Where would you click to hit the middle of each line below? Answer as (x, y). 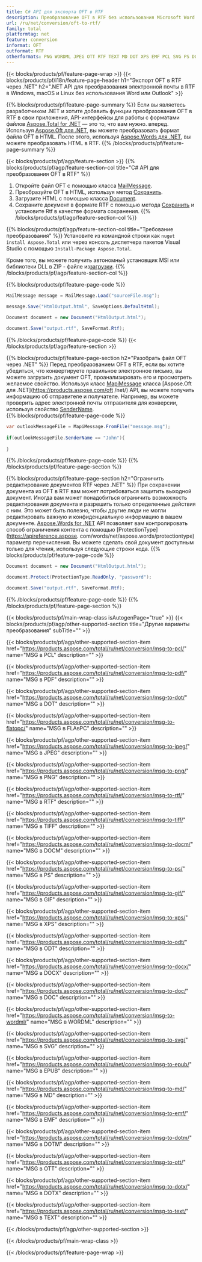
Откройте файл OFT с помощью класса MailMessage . (84, 185)
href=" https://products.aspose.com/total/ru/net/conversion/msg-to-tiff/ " (96, 820)
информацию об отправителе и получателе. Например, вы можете (93, 396)
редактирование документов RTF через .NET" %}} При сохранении (93, 485)
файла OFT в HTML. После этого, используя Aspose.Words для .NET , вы (99, 137)
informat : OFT (24, 46)
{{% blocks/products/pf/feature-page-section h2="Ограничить (85, 479)
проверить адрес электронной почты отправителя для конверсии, (92, 403)
